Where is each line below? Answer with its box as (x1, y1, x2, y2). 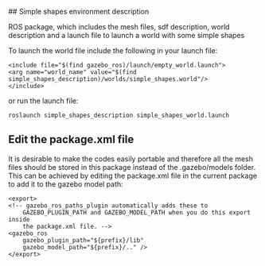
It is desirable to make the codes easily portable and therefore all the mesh (8, 154, 253, 164)
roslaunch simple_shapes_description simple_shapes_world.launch (8, 111, 229, 119)
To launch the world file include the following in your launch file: (8, 46, 218, 55)
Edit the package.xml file (8, 133, 134, 146)
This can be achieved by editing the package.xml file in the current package (8, 171, 257, 180)
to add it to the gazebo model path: (8, 179, 123, 189)
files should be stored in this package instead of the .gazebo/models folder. (8, 162, 256, 172)
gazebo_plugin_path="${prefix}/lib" (22, 236, 145, 245)
